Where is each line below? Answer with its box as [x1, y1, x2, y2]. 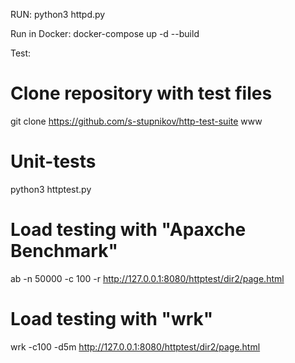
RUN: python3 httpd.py [10, 9, 106, 20]
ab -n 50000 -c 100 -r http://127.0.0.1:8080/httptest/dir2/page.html [10, 272, 285, 284]
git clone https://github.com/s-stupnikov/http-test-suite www [10, 115, 263, 127]
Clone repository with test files [10, 82, 273, 105]
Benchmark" [10, 240, 118, 263]
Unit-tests [10, 150, 97, 173]
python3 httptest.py [10, 183, 92, 195]
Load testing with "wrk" [10, 308, 214, 330]
